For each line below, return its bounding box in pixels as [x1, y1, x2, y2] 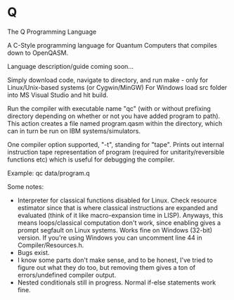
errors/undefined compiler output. [17, 270, 117, 279]
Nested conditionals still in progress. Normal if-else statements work [17, 278, 216, 287]
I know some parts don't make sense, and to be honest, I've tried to [17, 256, 213, 264]
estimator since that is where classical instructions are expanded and [17, 203, 218, 211]
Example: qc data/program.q [7, 169, 90, 177]
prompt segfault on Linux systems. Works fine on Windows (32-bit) [17, 226, 213, 234]
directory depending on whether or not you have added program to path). [7, 112, 221, 120]
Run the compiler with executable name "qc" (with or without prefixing [7, 104, 211, 112]
